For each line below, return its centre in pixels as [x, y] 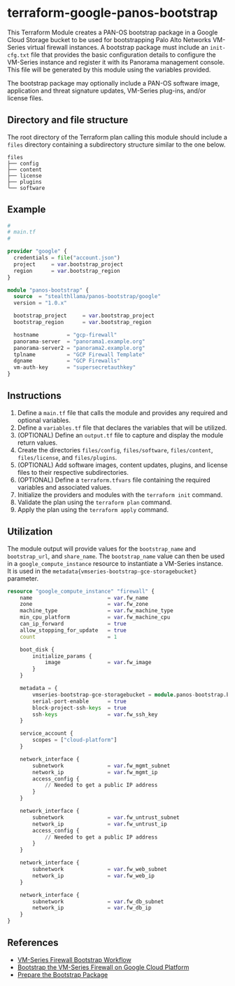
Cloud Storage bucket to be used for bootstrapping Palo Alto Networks [109, 39]
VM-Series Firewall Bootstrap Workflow [74, 959]
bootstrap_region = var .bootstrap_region [83, 323]
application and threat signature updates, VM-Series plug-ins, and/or [107, 90]
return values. [37, 443]
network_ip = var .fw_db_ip [92, 908]
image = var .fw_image [98, 663]
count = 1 [69, 637]
